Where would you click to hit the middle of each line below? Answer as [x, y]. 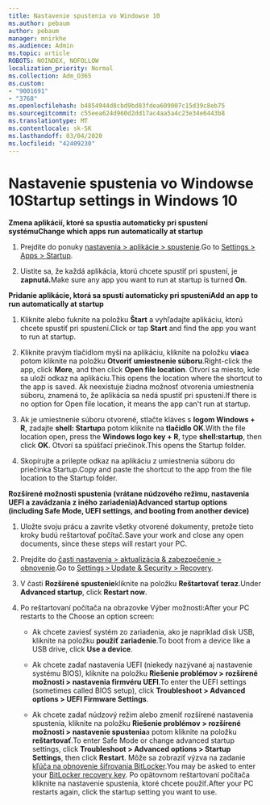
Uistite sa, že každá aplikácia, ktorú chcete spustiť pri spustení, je [129, 271]
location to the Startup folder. [69, 478]
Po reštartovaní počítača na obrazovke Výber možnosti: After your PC [135, 608]
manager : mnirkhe [37, 38]
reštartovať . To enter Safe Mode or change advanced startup [133, 740]
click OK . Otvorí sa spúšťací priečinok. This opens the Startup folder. [133, 446]
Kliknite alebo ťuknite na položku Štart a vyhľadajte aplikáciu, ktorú [131, 320]
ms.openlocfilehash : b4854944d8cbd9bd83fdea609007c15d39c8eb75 [117, 106]
